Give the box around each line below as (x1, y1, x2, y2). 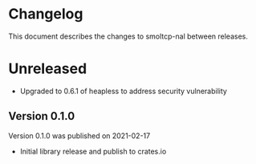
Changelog (8, 5, 83, 23)
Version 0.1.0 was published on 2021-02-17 (8, 130, 151, 141)
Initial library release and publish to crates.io (19, 146, 167, 156)
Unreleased (8, 59, 87, 78)
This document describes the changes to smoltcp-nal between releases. (8, 31, 249, 41)
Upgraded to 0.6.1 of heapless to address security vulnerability (19, 86, 227, 96)
